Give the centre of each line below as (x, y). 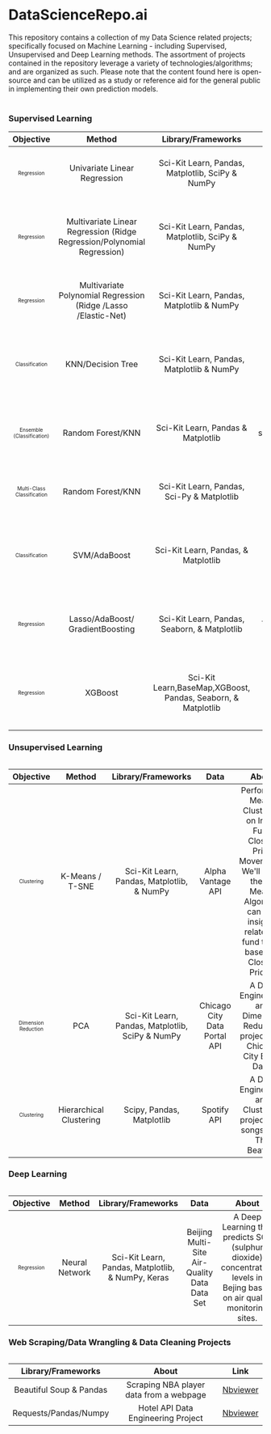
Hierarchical (81, 1110)
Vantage (215, 881)
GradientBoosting (102, 629)
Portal (216, 1035)
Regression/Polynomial (102, 242)
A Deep (248, 1216)
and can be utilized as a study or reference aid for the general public (147, 80)
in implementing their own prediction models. (83, 89)
